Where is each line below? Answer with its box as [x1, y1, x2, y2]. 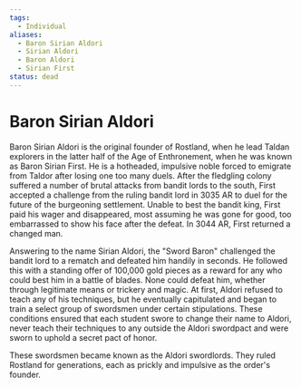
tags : [9, 13, 30, 23]
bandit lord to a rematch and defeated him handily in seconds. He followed [9, 255, 288, 266]
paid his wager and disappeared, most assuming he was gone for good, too [9, 208, 292, 219]
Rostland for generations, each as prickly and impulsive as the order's [9, 359, 270, 370]
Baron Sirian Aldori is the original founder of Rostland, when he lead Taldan [9, 141, 290, 152]
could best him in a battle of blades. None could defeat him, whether [9, 274, 266, 285]
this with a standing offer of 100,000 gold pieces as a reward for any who [9, 265, 283, 276]
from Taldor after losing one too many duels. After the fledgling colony [9, 169, 272, 181]
